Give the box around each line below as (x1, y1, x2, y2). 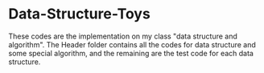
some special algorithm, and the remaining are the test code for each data (8, 48, 254, 58)
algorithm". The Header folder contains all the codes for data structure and (8, 39, 256, 49)
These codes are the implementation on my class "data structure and (8, 31, 237, 41)
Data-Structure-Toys (8, 5, 151, 23)
